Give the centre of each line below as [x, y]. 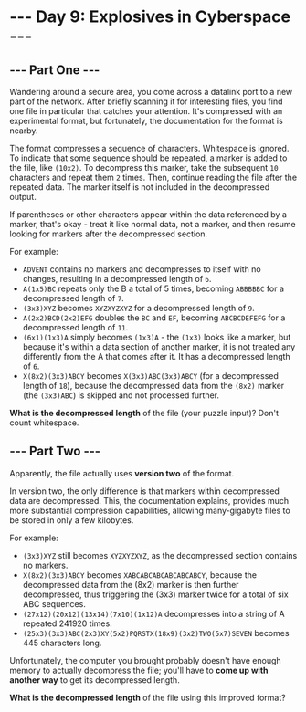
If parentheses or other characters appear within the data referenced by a [148, 215]
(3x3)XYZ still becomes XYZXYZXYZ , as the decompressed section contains [160, 555]
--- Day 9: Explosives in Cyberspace [150, 17]
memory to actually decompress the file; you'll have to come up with [139, 670]
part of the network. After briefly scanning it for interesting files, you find [146, 101]
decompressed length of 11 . [75, 327]
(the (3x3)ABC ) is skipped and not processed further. [121, 395]
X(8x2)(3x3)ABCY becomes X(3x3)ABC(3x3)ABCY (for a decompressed [150, 376]
